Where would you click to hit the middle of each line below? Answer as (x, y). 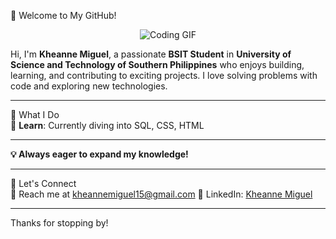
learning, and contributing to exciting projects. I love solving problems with (164, 75)
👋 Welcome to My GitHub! (63, 15)
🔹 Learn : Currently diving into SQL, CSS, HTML (107, 125)
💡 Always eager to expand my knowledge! (99, 154)
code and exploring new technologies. (89, 86)
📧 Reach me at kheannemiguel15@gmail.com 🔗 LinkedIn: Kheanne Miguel (161, 194)
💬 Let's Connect (43, 183)
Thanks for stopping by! (59, 223)
